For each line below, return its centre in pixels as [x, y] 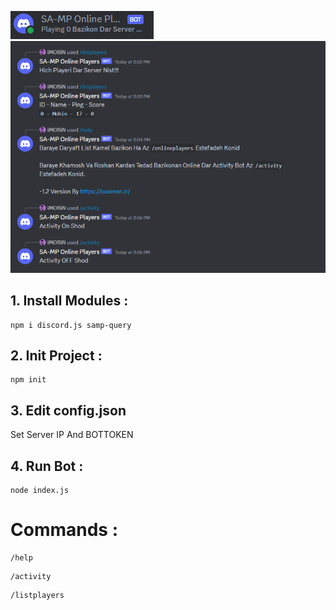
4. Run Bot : [47, 466]
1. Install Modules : [69, 301]
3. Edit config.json [68, 410]
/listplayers [37, 596]
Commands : [64, 530]
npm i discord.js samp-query [71, 325]
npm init [28, 380]
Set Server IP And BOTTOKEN [72, 435]
